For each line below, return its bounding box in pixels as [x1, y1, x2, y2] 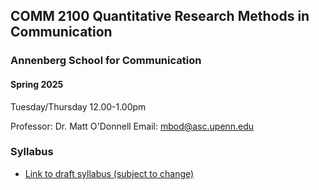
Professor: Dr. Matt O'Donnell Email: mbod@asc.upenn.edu [10, 120, 255, 132]
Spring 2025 [10, 78, 64, 90]
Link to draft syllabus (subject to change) [24, 167, 195, 179]
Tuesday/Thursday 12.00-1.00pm [10, 100, 147, 113]
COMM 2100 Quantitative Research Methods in [10, 8, 310, 25]
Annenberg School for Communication [10, 54, 202, 68]
